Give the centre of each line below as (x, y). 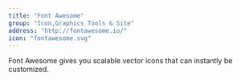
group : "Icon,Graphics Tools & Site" (71, 23)
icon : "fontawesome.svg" (50, 38)
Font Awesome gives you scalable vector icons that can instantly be (120, 61)
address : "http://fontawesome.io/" (68, 30)
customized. (29, 70)
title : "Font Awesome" (46, 16)
